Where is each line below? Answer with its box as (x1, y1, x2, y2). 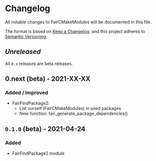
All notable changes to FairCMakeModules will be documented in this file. (5, 19, 152, 25)
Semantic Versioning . (5, 34, 47, 39)
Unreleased (5, 48, 41, 56)
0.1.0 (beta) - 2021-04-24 (5, 125, 86, 133)
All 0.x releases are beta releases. (5, 60, 73, 66)
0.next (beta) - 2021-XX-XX (5, 75, 91, 83)
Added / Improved (5, 89, 48, 96)
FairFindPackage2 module (12, 150, 64, 156)
